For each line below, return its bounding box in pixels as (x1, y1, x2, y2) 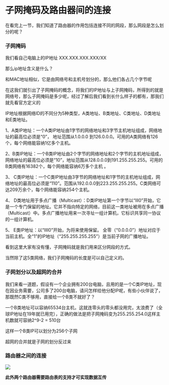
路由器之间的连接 (5, 352, 47, 359)
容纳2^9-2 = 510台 (22, 317, 61, 323)
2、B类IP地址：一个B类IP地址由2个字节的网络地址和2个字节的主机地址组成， (5, 151, 164, 157)
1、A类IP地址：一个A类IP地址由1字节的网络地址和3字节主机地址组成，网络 (5, 127, 158, 134)
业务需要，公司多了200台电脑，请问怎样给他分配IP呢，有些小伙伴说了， (14, 287, 163, 293)
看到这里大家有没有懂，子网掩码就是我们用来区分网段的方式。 (5, 244, 133, 250)
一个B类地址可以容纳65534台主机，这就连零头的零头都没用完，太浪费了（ (5, 304, 158, 310)
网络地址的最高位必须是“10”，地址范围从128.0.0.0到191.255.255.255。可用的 (5, 157, 163, 163)
